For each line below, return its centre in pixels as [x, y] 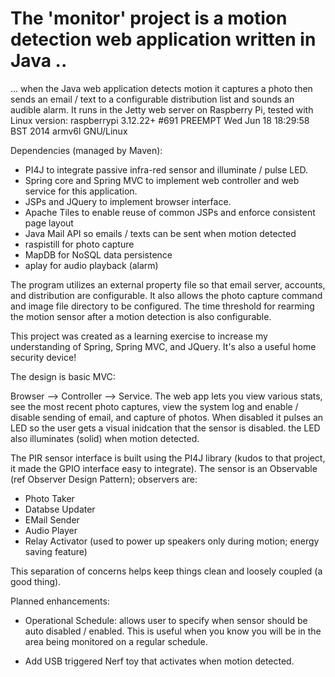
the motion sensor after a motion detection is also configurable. [141, 316]
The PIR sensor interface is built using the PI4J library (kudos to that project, [168, 458]
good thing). [36, 581]
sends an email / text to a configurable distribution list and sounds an [152, 99]
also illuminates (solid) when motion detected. [105, 438]
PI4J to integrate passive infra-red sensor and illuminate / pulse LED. [166, 169]
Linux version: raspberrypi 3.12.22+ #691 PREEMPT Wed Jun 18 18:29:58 [160, 120]
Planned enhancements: [60, 601]
